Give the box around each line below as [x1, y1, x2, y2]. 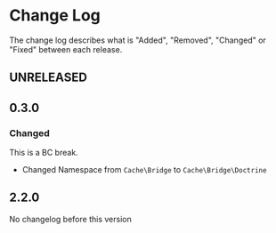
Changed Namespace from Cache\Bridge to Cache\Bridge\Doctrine [21, 165, 267, 175]
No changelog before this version [9, 213, 132, 224]
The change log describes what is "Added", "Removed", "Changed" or [9, 35, 267, 45]
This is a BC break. [9, 148, 78, 158]
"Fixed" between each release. [9, 44, 123, 54]
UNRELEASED [9, 70, 87, 85]
